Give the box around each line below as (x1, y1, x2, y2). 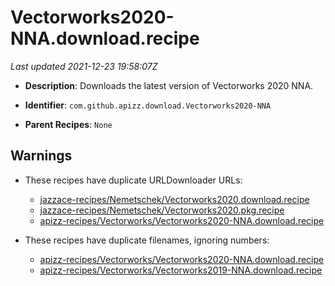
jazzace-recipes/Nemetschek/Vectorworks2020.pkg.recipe (39, 204, 285, 216)
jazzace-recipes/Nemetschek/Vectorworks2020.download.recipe (39, 193, 310, 205)
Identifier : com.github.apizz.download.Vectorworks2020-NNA (24, 99, 272, 111)
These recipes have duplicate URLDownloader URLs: (24, 174, 243, 186)
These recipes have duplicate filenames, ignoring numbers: (24, 234, 270, 246)
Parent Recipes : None (24, 118, 113, 130)
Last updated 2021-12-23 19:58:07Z (10, 60, 158, 72)
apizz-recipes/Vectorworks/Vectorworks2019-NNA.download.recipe (39, 264, 323, 276)
